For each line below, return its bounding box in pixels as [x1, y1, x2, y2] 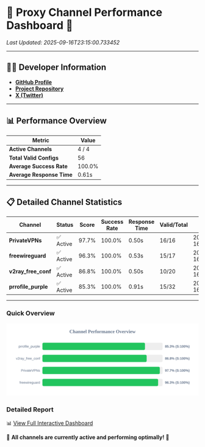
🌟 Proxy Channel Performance [6, 6, 163, 20]
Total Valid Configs [9, 154, 59, 161]
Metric [32, 137, 50, 144]
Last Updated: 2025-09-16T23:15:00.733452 [6, 39, 120, 46]
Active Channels [9, 146, 52, 153]
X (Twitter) [15, 91, 44, 98]
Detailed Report [6, 405, 54, 413]
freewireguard [9, 252, 46, 259]
